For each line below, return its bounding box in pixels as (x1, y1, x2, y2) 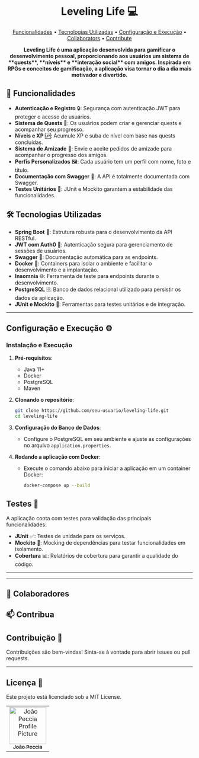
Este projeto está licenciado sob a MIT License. (6, 693, 121, 701)
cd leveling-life (14, 413, 58, 420)
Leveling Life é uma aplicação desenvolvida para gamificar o (23, 46, 176, 53)
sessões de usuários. (14, 247, 67, 254)
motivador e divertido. (71, 71, 128, 78)
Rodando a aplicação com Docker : (14, 453, 101, 460)
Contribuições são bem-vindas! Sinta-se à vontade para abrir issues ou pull (6, 648, 191, 655)
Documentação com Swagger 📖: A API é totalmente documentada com (14, 172, 190, 180)
